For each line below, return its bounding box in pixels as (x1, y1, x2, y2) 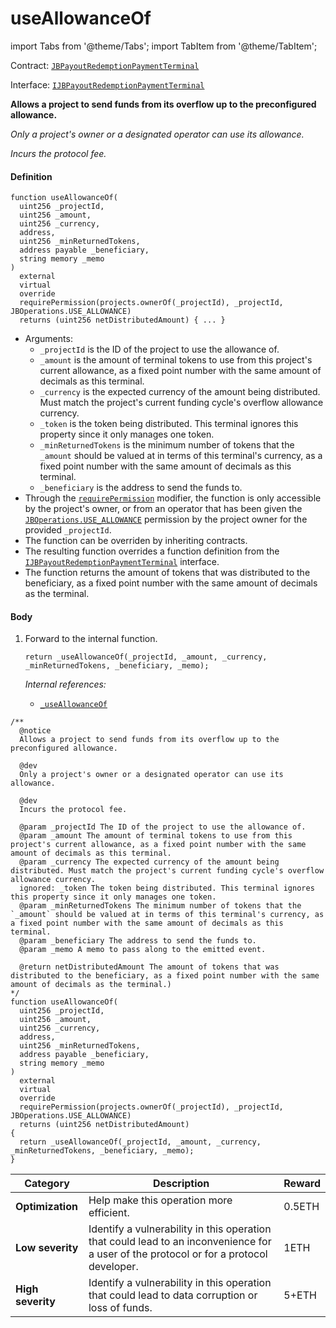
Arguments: (24, 333, 73, 345)
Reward (283, 1177, 321, 1191)
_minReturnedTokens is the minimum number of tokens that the (39, 439, 295, 451)
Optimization (15, 1200, 78, 1214)
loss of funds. (88, 1301, 153, 1315)
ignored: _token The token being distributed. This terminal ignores (19, 883, 315, 894)
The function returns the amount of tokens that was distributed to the (24, 567, 311, 579)
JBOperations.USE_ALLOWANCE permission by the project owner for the (24, 513, 308, 526)
